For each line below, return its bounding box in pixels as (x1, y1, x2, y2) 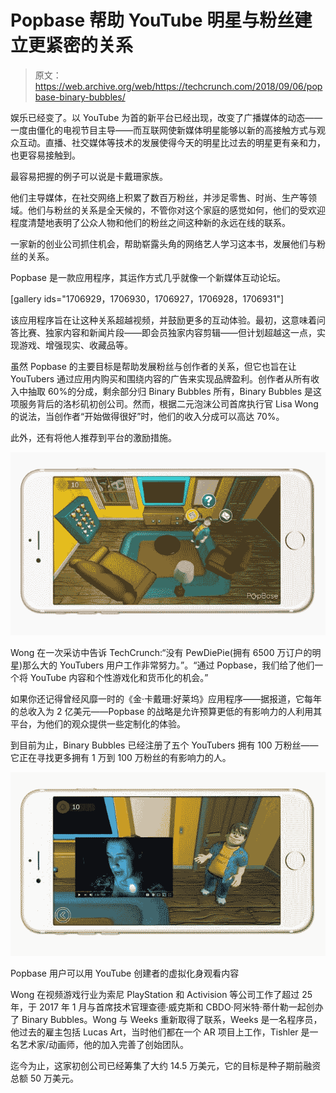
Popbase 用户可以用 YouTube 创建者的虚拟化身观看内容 (10, 967, 240, 979)
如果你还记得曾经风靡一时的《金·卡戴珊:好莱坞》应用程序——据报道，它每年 (10, 693, 323, 705)
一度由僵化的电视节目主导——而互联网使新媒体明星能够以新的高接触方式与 (10, 124, 317, 136)
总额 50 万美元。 (10, 1072, 80, 1084)
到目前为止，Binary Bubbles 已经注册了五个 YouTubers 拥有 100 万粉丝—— (10, 739, 319, 751)
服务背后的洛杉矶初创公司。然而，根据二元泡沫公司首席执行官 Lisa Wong (18, 397, 319, 410)
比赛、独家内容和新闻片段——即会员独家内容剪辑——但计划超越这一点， (18, 326, 317, 338)
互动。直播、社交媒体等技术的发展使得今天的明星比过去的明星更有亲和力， (18, 136, 326, 148)
